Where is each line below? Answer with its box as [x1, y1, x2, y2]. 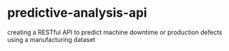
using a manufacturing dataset [7, 35, 96, 43]
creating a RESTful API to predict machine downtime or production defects [7, 28, 223, 36]
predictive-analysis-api [7, 5, 147, 21]
